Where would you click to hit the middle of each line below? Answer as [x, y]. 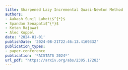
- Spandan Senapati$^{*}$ [32, 23]
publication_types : [25, 46]
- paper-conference [25, 51]
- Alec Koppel [20, 33]
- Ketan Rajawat [22, 28]
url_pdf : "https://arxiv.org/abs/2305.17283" [53, 60]
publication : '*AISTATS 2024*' [37, 55]
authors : [14, 14]
